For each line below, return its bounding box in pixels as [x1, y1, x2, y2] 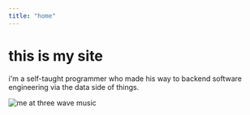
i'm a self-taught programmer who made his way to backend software [8, 74, 242, 83]
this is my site [8, 46, 104, 65]
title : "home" [8, 11, 57, 20]
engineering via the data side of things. [8, 82, 140, 92]
